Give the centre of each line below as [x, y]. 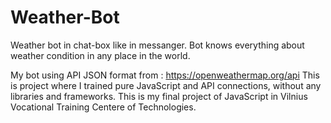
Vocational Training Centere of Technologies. [103, 107]
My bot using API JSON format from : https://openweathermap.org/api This [165, 75]
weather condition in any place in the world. [100, 55]
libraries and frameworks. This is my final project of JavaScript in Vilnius [159, 96]
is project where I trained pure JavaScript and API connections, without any [166, 85]
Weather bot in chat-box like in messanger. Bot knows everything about [157, 45]
